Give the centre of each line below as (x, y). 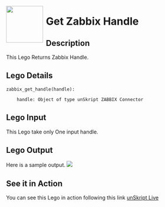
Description (68, 43)
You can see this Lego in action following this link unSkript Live (82, 198)
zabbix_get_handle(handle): (41, 89)
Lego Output (29, 150)
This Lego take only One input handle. (52, 132)
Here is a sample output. (36, 165)
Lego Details (29, 76)
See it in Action (34, 183)
